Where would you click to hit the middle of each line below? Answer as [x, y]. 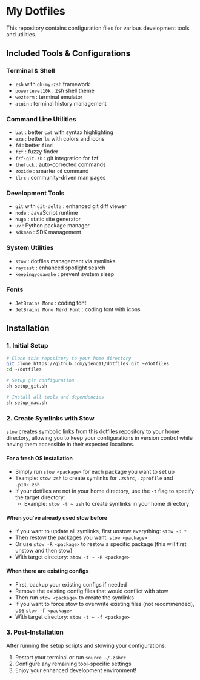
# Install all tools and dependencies [55, 397]
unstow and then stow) [44, 551]
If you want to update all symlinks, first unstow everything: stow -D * [101, 531]
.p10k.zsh [28, 485]
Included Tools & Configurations [68, 54]
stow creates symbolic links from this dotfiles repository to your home [93, 431]
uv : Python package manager [52, 226]
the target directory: [40, 497]
